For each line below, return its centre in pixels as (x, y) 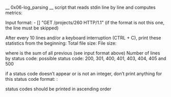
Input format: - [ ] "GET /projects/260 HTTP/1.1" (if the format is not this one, (85, 23)
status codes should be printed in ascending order (58, 89)
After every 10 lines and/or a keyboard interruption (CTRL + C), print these (83, 38)
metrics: (14, 13)
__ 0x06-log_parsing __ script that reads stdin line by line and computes (80, 7)
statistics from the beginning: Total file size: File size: (61, 43)
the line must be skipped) (32, 28)
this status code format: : (32, 79)
